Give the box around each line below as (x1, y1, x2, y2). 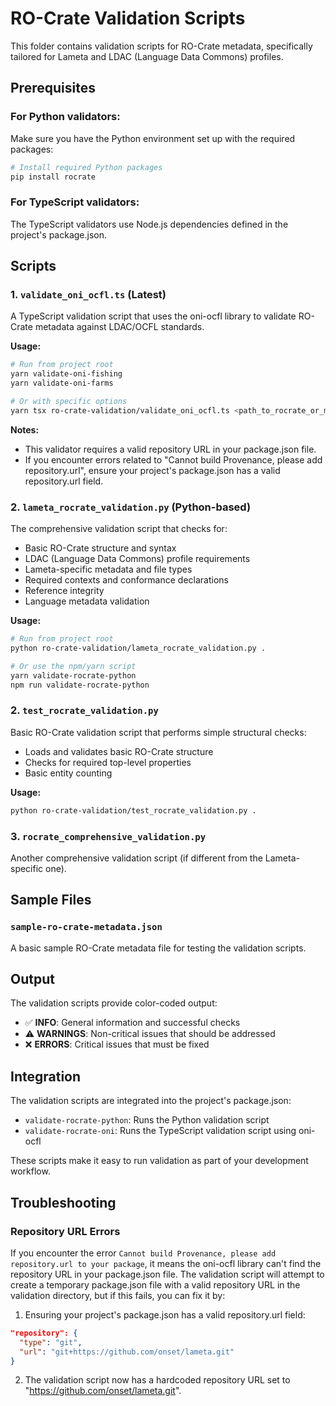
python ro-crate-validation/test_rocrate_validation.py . (10, 805, 257, 816)
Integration (10, 1068, 82, 1085)
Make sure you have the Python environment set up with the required (10, 132, 296, 144)
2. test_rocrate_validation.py (10, 703, 159, 717)
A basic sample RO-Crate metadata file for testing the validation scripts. (10, 942, 307, 954)
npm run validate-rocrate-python (10, 680, 150, 690)
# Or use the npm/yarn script (10, 661, 137, 671)
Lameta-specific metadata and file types (24, 563, 193, 576)
